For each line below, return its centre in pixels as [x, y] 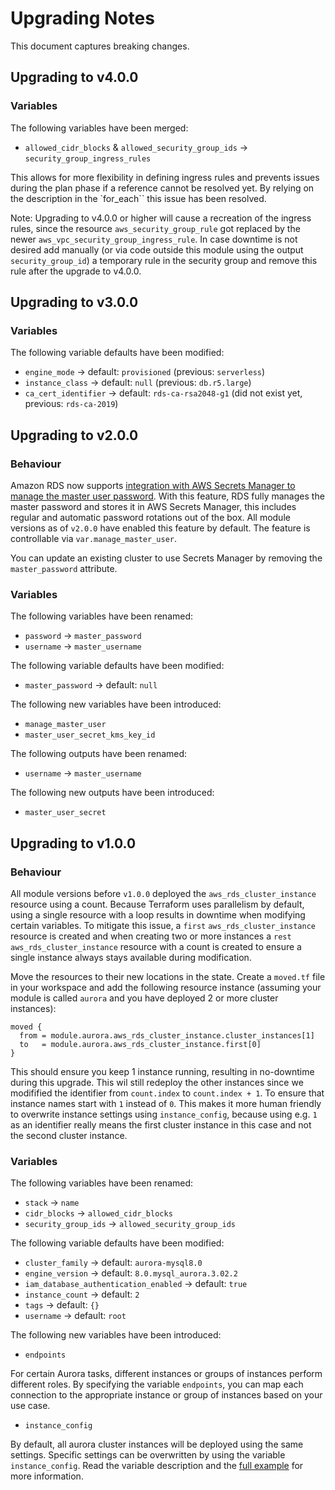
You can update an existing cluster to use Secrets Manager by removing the [166, 558]
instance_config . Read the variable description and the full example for [157, 1466]
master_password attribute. [64, 568]
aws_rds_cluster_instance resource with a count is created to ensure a [156, 946]
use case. [30, 1406]
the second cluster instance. [69, 1135]
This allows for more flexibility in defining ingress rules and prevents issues [165, 177]
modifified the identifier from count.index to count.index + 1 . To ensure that [167, 1093]
